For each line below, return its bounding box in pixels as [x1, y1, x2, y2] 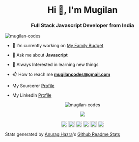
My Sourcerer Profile [12, 83, 55, 89]
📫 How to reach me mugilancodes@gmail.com [12, 71, 111, 78]
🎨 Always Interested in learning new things [12, 61, 99, 68]
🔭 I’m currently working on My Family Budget [12, 43, 104, 49]
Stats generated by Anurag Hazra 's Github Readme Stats [5, 131, 120, 137]
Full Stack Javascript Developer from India [31, 22, 134, 29]
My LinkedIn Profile [12, 92, 52, 98]
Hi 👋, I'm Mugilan [47, 4, 118, 16]
